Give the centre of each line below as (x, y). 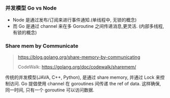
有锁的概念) (25, 33)
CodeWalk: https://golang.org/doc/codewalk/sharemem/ (77, 67)
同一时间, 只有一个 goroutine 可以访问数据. (50, 90)
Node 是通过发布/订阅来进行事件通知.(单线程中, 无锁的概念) (75, 20)
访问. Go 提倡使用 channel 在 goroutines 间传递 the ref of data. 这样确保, (85, 83)
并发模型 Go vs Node (31, 8)
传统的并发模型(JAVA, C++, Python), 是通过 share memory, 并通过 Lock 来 (83, 77)
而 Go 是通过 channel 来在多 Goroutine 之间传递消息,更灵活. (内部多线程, (88, 26)
